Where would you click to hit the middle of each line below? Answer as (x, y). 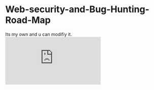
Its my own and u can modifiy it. (39, 34)
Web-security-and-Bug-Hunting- (78, 9)
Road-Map (28, 20)
